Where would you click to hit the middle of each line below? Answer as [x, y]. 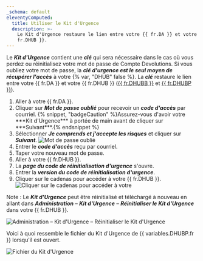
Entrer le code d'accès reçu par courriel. [66, 147]
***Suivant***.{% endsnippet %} [57, 127]
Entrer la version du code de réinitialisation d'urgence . [85, 172]
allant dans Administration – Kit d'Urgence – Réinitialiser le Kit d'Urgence [100, 203]
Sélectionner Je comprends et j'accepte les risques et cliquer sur [98, 134]
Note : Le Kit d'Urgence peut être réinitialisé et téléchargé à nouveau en [97, 197]
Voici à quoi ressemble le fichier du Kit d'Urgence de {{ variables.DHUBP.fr [100, 233]
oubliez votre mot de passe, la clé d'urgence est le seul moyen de [90, 70]
